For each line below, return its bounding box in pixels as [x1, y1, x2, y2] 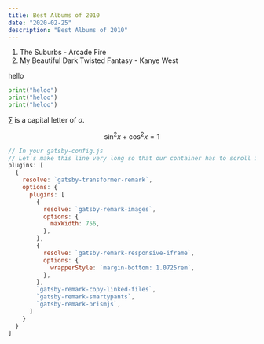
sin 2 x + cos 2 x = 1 [104, 130, 160, 141]
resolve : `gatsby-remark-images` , [42, 205, 156, 213]
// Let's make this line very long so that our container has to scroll [8, 154, 251, 162]
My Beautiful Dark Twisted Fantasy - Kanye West [19, 56, 178, 65]
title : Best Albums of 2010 [8, 11, 101, 20]
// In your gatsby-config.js [8, 147, 104, 155]
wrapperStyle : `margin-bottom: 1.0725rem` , [49, 264, 195, 272]
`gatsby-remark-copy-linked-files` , [36, 286, 156, 294]
